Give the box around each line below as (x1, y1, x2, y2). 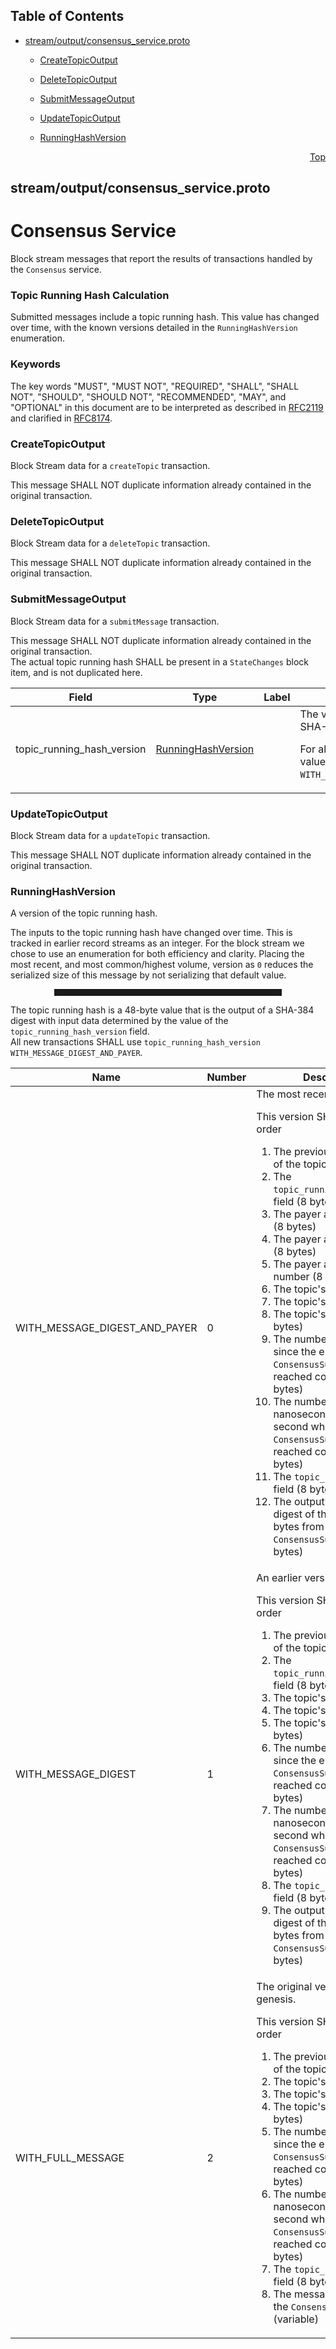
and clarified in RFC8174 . (10, 412, 113, 424)
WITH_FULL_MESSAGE (15, 2151, 125, 2165)
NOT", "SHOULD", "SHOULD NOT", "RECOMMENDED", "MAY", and (10, 390, 287, 403)
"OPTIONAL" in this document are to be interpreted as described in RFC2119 (10, 401, 324, 413)
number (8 (273, 1270, 323, 1284)
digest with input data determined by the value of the (10, 1015, 229, 1027)
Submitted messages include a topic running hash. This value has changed (10, 311, 320, 323)
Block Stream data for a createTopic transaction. (10, 460, 211, 472)
